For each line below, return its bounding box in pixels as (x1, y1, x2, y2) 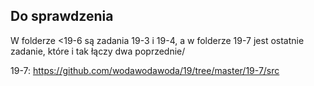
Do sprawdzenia (10, 8, 114, 25)
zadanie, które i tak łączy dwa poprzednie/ (10, 45, 186, 57)
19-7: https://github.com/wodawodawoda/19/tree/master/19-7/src (10, 64, 280, 76)
